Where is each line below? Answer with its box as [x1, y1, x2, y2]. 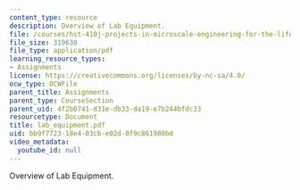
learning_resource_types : [9, 54, 105, 63]
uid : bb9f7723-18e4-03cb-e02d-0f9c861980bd [9, 129, 174, 138]
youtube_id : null [17, 145, 82, 154]
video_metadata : [9, 137, 70, 146]
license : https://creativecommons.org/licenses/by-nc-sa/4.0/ [9, 71, 246, 80]
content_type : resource [9, 12, 98, 22]
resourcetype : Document [9, 112, 98, 121]
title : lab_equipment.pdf [9, 121, 105, 130]
